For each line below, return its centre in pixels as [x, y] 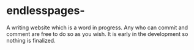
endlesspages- [46, 11]
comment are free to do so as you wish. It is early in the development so [97, 34]
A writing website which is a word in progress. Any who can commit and [97, 27]
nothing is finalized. [31, 40]
